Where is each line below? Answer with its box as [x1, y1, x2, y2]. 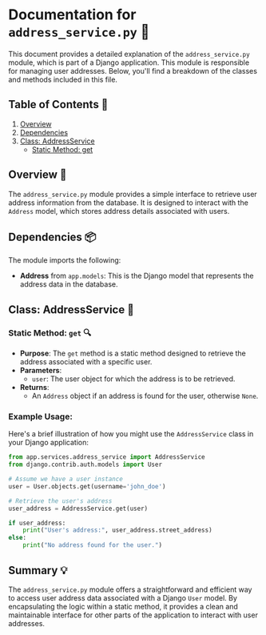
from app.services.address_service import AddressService [8, 453, 205, 461]
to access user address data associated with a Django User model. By [8, 593, 238, 602]
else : [8, 534, 26, 542]
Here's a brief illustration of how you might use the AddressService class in [8, 429, 254, 439]
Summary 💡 [8, 563, 68, 577]
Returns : [19, 383, 50, 392]
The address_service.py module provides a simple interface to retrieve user [8, 189, 257, 199]
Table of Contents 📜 [8, 98, 109, 111]
